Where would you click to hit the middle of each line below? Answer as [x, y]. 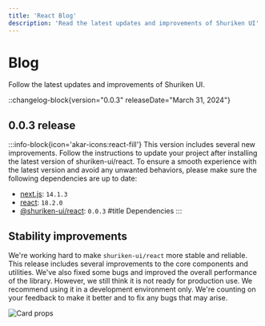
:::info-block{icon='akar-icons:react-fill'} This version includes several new [132, 145]
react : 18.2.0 [41, 203]
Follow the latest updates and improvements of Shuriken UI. [107, 85]
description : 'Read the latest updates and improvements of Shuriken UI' [134, 23]
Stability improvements [68, 236]
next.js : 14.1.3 [44, 194]
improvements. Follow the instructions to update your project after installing [133, 153]
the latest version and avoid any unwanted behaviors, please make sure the [133, 170]
